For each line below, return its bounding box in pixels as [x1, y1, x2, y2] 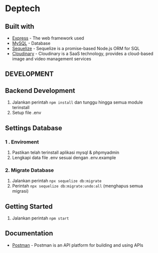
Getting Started [5, 202, 53, 211]
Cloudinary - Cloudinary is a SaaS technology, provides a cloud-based [12, 51, 154, 56]
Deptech [5, 3, 40, 14]
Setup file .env [12, 110, 41, 116]
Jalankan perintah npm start [12, 215, 69, 221]
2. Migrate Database [5, 166, 54, 173]
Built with [5, 22, 35, 31]
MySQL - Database [12, 40, 51, 46]
